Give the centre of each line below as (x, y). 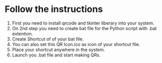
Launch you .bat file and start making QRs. (56, 55)
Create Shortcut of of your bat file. (48, 39)
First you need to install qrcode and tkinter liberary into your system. (83, 23)
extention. (22, 33)
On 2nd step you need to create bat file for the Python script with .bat (84, 28)
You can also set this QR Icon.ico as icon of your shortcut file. (76, 44)
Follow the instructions (54, 9)
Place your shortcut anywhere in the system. (59, 49)
